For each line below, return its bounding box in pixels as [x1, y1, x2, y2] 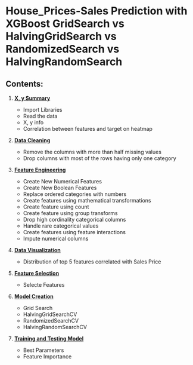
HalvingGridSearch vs [5, 30, 117, 43]
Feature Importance [23, 353, 72, 360]
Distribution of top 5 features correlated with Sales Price [23, 258, 161, 265]
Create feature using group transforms [23, 210, 118, 216]
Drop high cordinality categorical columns [23, 216, 126, 223]
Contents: [5, 79, 43, 89]
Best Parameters [23, 346, 64, 354]
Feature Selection [14, 270, 60, 277]
